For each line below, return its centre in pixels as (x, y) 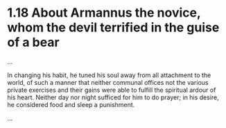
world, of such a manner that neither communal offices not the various (108, 82)
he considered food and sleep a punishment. (71, 104)
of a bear (34, 42)
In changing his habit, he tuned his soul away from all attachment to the (109, 75)
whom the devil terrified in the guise (113, 27)
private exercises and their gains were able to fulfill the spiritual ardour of (112, 90)
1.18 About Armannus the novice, (104, 13)
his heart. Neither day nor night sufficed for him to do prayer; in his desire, (113, 97)
